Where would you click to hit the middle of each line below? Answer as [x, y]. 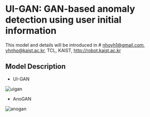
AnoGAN [22, 99]
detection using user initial [63, 20]
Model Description [35, 66]
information [31, 31]
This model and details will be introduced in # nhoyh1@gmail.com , [75, 45]
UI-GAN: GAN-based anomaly [70, 9]
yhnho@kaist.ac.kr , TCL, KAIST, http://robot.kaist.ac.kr [63, 50]
